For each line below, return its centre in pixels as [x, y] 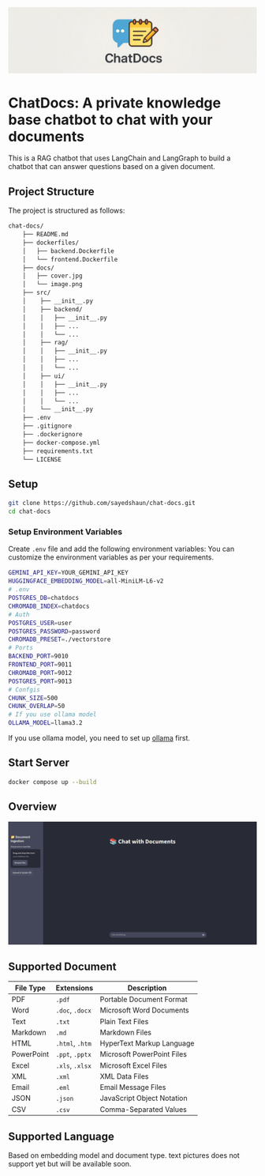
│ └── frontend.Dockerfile [70, 259]
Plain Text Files [124, 1021]
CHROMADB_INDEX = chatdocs [49, 606]
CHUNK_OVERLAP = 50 [37, 707]
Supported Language [61, 1136]
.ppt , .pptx [74, 1054]
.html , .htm [74, 1043]
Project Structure [51, 192]
